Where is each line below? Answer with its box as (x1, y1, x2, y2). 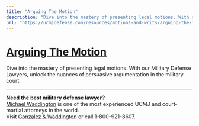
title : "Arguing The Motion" (6, 8, 78, 15)
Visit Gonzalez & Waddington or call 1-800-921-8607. (6, 113, 136, 120)
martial (6, 107, 23, 114)
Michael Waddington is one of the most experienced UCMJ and (6, 101, 161, 108)
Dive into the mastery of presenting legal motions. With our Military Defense (6, 64, 191, 72)
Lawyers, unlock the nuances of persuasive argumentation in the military (6, 71, 184, 78)
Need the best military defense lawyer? (6, 94, 105, 101)
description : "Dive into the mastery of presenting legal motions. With (6, 14, 190, 20)
